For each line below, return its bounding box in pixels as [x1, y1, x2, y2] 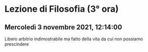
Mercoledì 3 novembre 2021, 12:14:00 [4, 23, 123, 31]
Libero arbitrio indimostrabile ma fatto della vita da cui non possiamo [4, 36, 143, 42]
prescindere [4, 41, 29, 47]
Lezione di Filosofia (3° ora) [4, 3, 119, 15]
